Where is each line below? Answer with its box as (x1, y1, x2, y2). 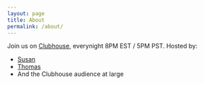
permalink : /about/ (7, 23, 64, 30)
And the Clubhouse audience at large (17, 70, 124, 78)
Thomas (17, 63, 42, 71)
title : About (7, 17, 45, 23)
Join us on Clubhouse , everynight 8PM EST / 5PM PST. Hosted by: (7, 42, 198, 50)
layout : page (7, 10, 45, 17)
